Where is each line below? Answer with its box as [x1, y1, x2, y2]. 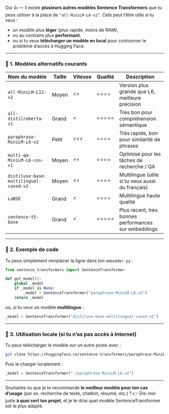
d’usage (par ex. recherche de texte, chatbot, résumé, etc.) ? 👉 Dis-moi [5, 390, 156, 396]
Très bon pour [119, 109, 152, 116]
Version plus [119, 82, 149, 89]
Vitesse [72, 73, 92, 80]
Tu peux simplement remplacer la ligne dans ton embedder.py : [5, 257, 133, 264]
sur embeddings [119, 225, 158, 232]
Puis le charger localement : [5, 361, 63, 367]
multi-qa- [8, 152, 31, 158]
